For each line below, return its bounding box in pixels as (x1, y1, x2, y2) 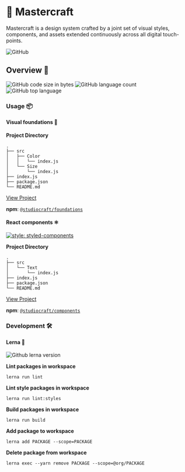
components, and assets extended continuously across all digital (6, 30, 162, 37)
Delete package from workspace (6, 449, 87, 456)
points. (6, 37, 23, 44)
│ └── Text (6, 265, 38, 271)
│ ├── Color (6, 153, 41, 159)
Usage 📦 (6, 102, 33, 110)
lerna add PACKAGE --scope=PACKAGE (6, 439, 93, 445)
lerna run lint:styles (6, 396, 61, 402)
